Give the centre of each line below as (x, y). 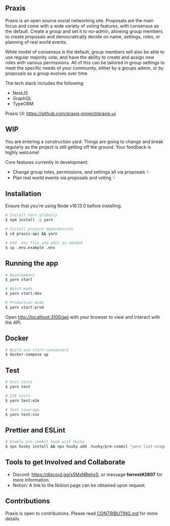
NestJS (20, 93)
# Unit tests (19, 382)
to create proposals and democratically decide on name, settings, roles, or (83, 36)
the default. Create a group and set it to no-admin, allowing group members (84, 31)
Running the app (32, 263)
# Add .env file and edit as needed (44, 243)
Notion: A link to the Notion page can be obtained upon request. (79, 485)
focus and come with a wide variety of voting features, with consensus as (82, 26)
